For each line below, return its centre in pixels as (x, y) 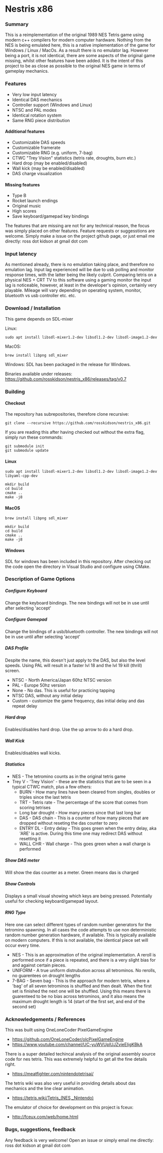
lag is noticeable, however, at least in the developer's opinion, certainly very (81, 285)
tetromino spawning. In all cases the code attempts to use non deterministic (81, 930)
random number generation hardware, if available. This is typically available (81, 935)
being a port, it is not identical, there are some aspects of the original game (80, 56)
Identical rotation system (37, 115)
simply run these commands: (34, 437)
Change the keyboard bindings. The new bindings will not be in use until (77, 603)
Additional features (25, 131)
